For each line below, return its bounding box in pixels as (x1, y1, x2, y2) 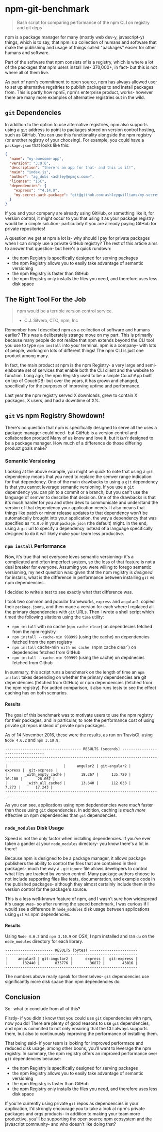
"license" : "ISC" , (9, 179, 47, 184)
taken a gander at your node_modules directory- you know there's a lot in (5, 841, 149, 846)
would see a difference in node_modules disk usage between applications (5, 906, 150, 912)
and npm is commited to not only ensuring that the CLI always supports (5, 1025, 148, 1031)
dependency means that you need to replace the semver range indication (5, 474, 152, 480)
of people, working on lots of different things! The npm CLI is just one (5, 347, 144, 354)
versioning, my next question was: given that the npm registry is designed (5, 569, 153, 576)
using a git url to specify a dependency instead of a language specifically (5, 525, 153, 532)
